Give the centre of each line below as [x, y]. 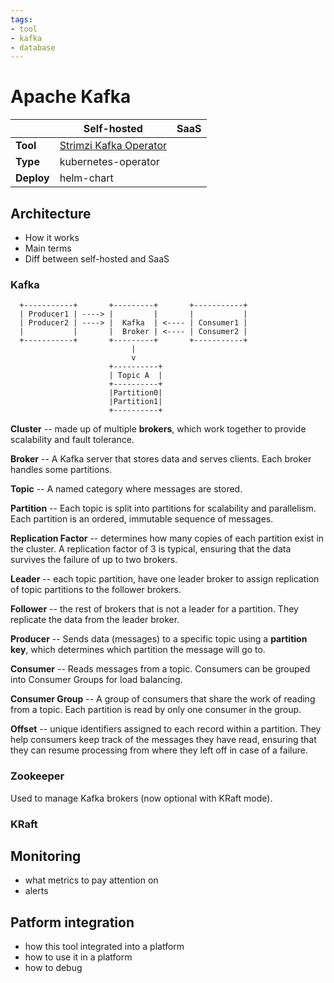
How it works [52, 237]
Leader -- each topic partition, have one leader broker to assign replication [165, 579]
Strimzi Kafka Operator [113, 146]
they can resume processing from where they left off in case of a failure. [159, 750]
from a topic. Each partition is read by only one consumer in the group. [156, 710]
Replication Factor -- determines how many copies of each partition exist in [167, 538]
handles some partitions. [61, 470]
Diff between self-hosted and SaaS [97, 259]
